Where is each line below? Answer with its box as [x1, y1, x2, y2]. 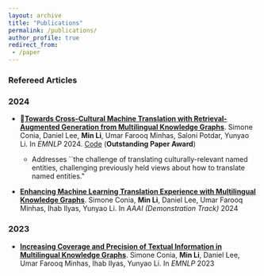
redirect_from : [8, 41, 59, 49]
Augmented [19, 122, 60, 132]
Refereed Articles [8, 75, 78, 86]
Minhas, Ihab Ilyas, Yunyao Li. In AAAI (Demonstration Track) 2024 [19, 204, 239, 213]
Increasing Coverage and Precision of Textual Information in [19, 241, 222, 251]
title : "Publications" [8, 19, 83, 27]
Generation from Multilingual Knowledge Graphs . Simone [61, 122, 254, 132]
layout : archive [8, 11, 62, 20]
